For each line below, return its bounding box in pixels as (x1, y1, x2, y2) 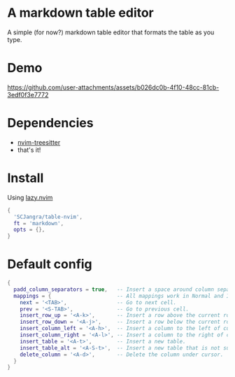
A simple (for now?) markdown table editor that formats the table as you (7, 28, 215, 36)
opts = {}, (13, 226, 45, 234)
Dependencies (7, 115, 94, 131)
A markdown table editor (7, 5, 154, 21)
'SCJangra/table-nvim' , (13, 213, 83, 220)
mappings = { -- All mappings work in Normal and (13, 292, 224, 299)
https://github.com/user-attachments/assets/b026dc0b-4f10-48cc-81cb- (7, 83, 220, 92)
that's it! (17, 145, 41, 154)
